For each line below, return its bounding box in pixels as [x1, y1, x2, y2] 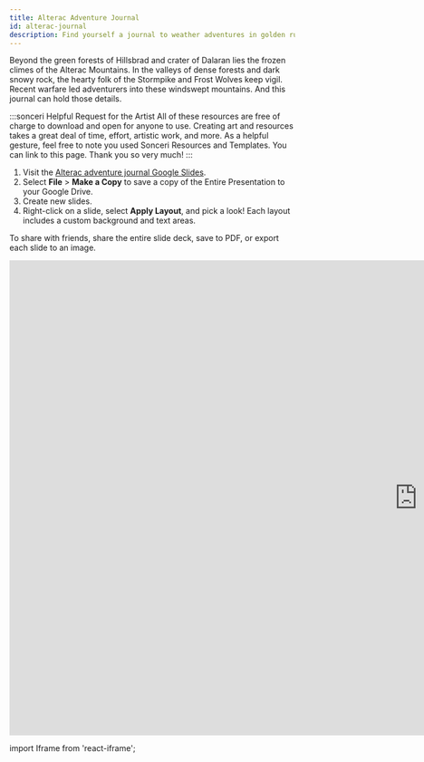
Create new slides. [22, 196, 92, 207]
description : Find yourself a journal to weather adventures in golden [9, 30, 285, 39]
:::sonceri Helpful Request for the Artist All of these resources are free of [9, 111, 281, 122]
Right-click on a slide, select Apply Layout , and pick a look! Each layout [22, 206, 291, 217]
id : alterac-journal [9, 22, 88, 31]
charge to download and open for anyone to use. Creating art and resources [9, 121, 294, 131]
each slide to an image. [9, 242, 97, 254]
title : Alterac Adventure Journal [9, 13, 140, 23]
